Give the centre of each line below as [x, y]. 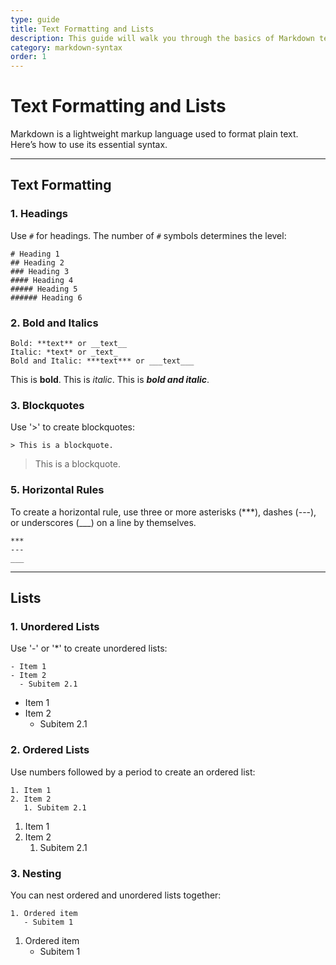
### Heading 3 [40, 271]
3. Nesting [36, 873]
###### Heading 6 [46, 297]
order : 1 [28, 57]
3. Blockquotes [47, 405]
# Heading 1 [35, 254]
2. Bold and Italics [54, 323]
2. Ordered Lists [50, 750]
